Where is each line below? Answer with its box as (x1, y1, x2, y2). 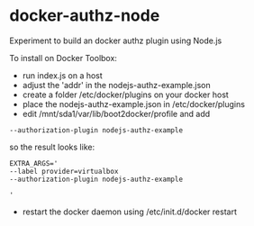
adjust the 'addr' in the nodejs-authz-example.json (22, 79, 211, 90)
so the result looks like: (9, 141, 95, 152)
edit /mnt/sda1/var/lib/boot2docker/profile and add (22, 108, 211, 119)
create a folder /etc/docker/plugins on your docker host (22, 89, 230, 100)
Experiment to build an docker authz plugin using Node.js (9, 35, 222, 46)
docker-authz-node (9, 5, 160, 26)
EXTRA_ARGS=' (9, 158, 59, 167)
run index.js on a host (22, 69, 104, 81)
